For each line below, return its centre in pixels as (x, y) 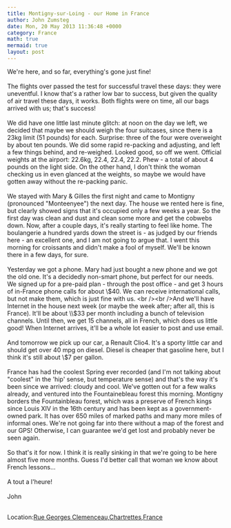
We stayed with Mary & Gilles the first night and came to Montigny (101, 196)
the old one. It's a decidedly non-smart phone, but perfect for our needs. (111, 276)
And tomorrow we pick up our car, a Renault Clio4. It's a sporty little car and (115, 343)
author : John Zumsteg (38, 20)
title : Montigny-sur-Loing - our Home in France (78, 13)
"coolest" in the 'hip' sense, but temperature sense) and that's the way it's (113, 379)
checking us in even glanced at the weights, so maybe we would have (106, 174)
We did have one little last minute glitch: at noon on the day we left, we (108, 123)
